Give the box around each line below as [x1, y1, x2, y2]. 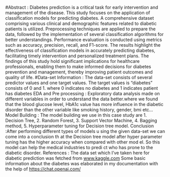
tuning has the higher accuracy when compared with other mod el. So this [5, 139, 160, 145]
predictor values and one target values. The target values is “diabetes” [5, 80, 153, 86]
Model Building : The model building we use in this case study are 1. [5, 112, 147, 118]
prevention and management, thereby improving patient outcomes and [5, 69, 153, 75]
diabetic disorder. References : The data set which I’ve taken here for [5, 150, 150, 156]
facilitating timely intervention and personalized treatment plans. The [5, 53, 149, 59]
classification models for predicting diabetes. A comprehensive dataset [5, 15, 154, 21]
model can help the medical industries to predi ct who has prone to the [5, 145, 153, 150]
